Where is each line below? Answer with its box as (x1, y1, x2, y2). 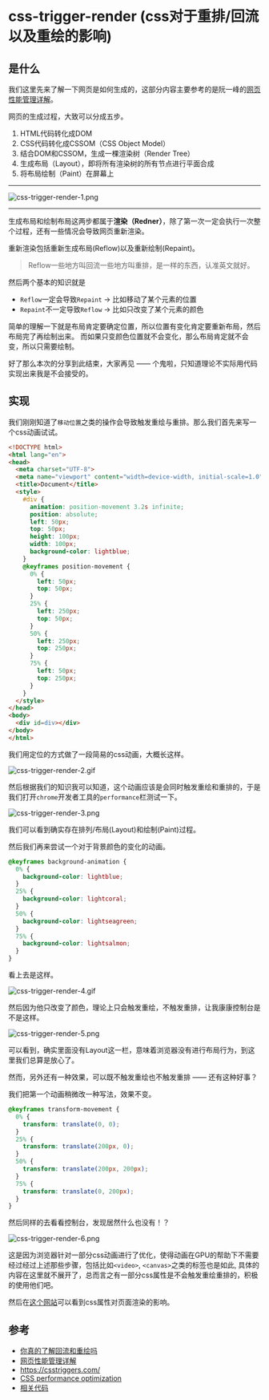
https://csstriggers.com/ (19, 1365, 101, 1375)
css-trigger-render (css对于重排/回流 (8, 7, 259, 26)
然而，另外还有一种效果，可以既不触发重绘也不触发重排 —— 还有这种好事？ (8, 1072, 258, 1082)
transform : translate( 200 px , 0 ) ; (22, 1143, 134, 1151)
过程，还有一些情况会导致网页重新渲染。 (14, 226, 149, 236)
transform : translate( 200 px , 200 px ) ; (22, 1165, 149, 1173)
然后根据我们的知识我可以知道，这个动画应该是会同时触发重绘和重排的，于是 (8, 782, 261, 791)
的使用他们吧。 (8, 1281, 58, 1290)
